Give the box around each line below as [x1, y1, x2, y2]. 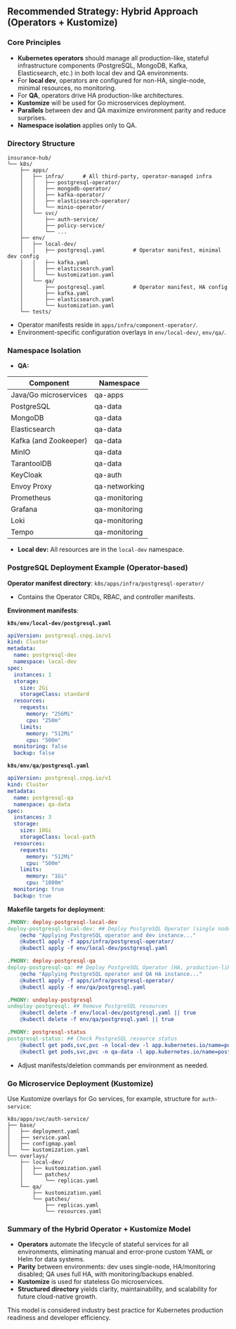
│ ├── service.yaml [7, 1134, 71, 1141]
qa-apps [94, 390, 124, 400]
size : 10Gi [20, 827, 52, 834]
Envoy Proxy [11, 482, 53, 492]
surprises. [17, 113, 47, 122]
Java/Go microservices [11, 390, 88, 400]
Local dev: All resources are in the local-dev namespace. [17, 545, 185, 554]
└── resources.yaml [44, 1207, 102, 1215]
